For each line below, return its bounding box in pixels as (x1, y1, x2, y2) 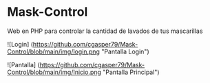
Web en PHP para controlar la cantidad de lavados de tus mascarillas (7, 27, 203, 35)
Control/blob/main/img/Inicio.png (7, 68, 102, 76)
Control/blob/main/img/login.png (7, 47, 100, 56)
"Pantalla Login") (101, 47, 149, 56)
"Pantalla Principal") (103, 68, 160, 76)
